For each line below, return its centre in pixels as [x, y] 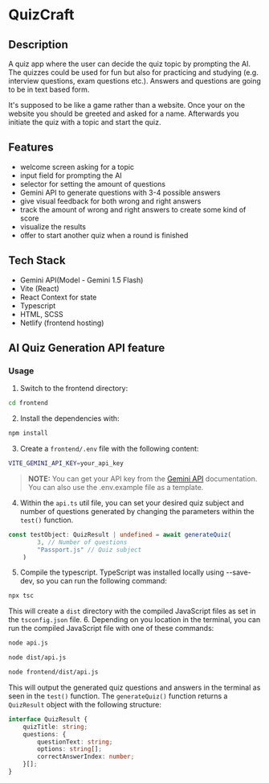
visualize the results [53, 226]
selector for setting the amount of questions [93, 183]
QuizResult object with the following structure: [85, 704]
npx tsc [21, 596]
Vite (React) [40, 288]
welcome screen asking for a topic [77, 167]
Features [31, 148]
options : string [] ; [70, 749]
